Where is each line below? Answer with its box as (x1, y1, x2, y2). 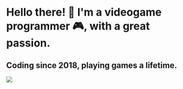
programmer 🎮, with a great (6, 19, 150, 33)
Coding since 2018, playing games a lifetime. (6, 60, 178, 70)
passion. (6, 36, 51, 50)
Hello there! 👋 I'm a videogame (6, 5, 162, 19)
